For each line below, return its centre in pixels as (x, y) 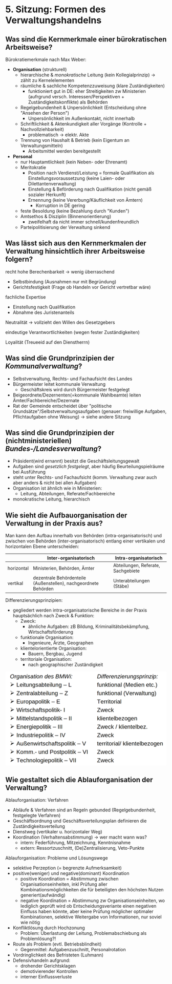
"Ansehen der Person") (45, 113)
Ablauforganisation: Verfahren (37, 800)
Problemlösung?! (38, 938)
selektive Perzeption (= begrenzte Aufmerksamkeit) (67, 868)
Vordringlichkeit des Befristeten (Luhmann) (58, 955)
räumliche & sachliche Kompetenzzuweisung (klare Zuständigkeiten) (93, 86)
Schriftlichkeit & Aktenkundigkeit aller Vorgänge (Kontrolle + (83, 124)
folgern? (19, 259)
